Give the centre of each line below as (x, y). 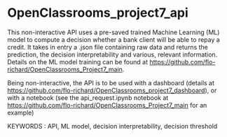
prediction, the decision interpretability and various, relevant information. (112, 55)
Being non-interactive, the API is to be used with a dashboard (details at (111, 82)
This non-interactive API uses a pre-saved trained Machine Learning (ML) (113, 32)
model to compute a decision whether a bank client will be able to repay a (114, 39)
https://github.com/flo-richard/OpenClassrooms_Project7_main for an (107, 105)
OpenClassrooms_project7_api (98, 13)
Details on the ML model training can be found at (78, 62)
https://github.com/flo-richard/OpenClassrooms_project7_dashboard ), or (112, 90)
